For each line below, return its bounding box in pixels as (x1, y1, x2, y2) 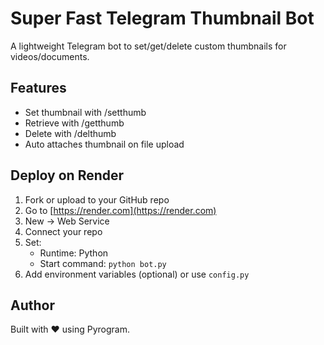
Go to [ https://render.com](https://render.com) (24, 204, 217, 216)
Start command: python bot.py (39, 257, 167, 269)
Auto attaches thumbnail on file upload (24, 138, 185, 150)
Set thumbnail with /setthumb (24, 106, 147, 118)
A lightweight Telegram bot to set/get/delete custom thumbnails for (10, 40, 287, 52)
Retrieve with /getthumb (24, 117, 125, 129)
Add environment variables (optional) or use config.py (24, 268, 250, 280)
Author (10, 297, 55, 314)
